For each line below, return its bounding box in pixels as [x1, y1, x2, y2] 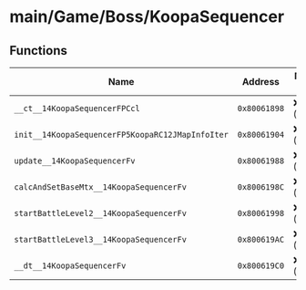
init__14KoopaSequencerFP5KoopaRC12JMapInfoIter [14, 129, 229, 140]
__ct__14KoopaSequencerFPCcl [14, 103, 140, 113]
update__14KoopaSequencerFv [14, 156, 136, 166]
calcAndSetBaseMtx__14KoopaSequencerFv [14, 182, 187, 192]
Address [241, 76, 280, 88]
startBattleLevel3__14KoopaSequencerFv [14, 234, 187, 244]
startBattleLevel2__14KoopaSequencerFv [14, 208, 187, 218]
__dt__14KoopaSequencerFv [14, 261, 127, 271]
